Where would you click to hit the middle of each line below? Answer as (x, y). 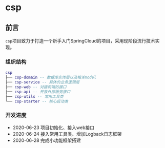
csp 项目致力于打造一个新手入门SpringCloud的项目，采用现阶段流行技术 (80, 41)
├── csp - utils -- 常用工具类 (35, 96)
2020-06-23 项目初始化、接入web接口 (54, 128)
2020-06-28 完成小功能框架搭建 (47, 140)
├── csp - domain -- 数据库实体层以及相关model (51, 78)
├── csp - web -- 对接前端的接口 (36, 87)
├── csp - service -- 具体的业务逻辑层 (43, 82)
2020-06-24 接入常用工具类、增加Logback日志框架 (67, 134)
